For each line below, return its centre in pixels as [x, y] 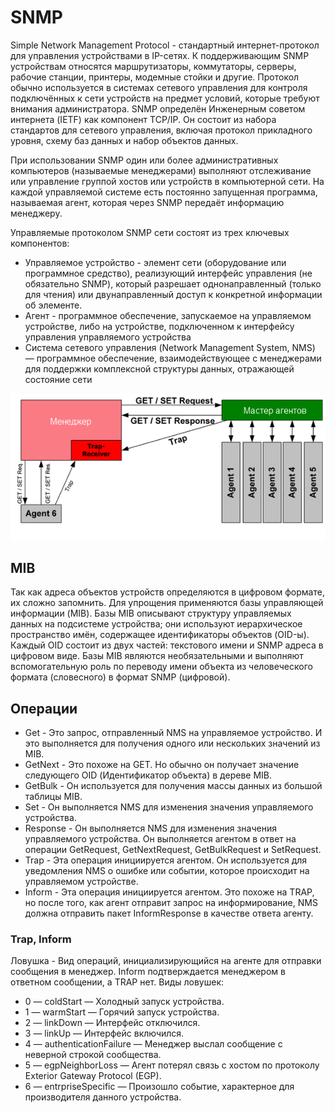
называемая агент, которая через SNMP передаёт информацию [147, 202]
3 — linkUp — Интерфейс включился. [104, 1033]
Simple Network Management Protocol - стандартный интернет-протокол [165, 45]
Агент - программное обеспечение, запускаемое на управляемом [168, 315]
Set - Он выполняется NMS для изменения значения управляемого [169, 807]
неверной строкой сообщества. [93, 1055]
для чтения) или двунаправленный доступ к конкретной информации [173, 294]
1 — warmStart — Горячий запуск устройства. [122, 1012]
